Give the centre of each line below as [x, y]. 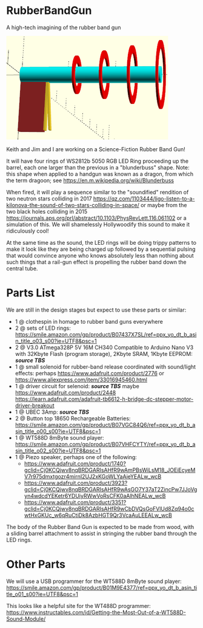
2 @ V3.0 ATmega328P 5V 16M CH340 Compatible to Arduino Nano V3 [104, 347]
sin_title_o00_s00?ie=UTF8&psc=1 [58, 431]
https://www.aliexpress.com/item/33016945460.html [81, 380]
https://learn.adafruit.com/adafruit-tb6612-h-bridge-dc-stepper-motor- [104, 399]
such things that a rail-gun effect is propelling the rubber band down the [96, 262]
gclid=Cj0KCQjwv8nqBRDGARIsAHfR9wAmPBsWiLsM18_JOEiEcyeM [110, 470]
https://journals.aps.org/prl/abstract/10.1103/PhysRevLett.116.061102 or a [96, 218]
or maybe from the [164, 205]
